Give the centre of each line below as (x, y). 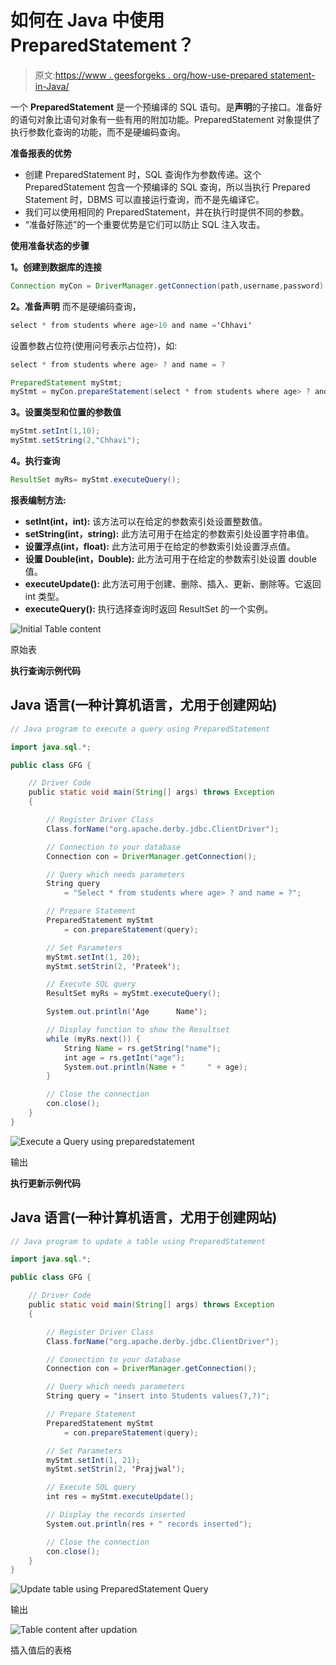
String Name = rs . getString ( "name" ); (142, 1048)
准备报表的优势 (41, 153)
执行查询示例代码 (45, 670)
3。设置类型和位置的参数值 (66, 412)
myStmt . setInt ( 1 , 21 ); (93, 1460)
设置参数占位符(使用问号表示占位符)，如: (94, 345)
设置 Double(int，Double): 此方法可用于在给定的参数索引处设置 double (170, 558)
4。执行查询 (35, 461)
